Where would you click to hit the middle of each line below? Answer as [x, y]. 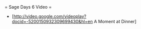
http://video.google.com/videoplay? [50, 16]
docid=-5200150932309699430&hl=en [52, 22]
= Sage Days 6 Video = [28, 7]
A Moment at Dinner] [115, 22]
